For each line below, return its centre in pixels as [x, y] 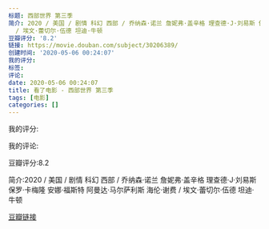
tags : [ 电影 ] [29, 98]
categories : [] [34, 105]
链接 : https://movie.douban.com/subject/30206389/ [93, 46]
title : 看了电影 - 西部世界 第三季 [61, 90]
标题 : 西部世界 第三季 [41, 16]
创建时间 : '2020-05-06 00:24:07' [62, 53]
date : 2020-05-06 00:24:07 [53, 82]
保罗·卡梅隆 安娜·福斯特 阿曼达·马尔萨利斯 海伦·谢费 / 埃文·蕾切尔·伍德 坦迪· [131, 190]
